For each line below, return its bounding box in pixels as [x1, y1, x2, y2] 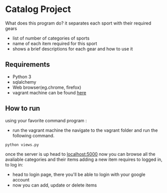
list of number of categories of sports [12, 35, 90, 41]
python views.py [5, 142, 39, 147]
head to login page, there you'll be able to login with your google [12, 171, 146, 177]
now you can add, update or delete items [12, 182, 97, 188]
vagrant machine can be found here [12, 89, 86, 96]
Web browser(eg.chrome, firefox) [12, 84, 81, 90]
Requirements [5, 60, 50, 69]
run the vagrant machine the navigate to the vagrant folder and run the [12, 127, 158, 133]
